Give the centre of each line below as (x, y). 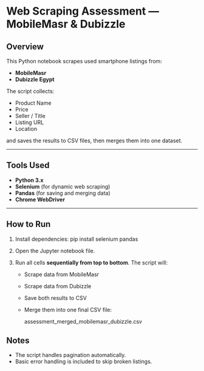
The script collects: (30, 91)
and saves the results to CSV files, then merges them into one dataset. (94, 140)
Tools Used (28, 165)
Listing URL (29, 122)
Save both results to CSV (55, 298)
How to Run (29, 224)
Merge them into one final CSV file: (68, 310)
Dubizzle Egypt (35, 79)
